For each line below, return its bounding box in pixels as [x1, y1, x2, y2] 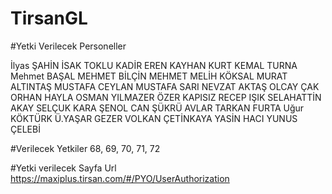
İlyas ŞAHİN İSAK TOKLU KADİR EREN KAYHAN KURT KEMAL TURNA [10, 59, 298, 71]
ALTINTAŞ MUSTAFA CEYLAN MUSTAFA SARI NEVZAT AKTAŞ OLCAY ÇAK [10, 80, 320, 92]
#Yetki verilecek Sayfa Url [10, 162, 117, 174]
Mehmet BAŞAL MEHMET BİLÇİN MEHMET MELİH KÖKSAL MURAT [10, 70, 288, 82]
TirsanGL [10, 7, 88, 30]
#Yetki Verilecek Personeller [10, 40, 127, 52]
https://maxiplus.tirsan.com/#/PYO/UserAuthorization [10, 172, 230, 184]
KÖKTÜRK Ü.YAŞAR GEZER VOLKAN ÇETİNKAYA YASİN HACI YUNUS [10, 112, 298, 124]
